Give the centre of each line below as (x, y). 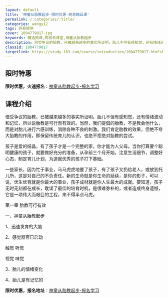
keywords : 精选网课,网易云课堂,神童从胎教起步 (48, 38)
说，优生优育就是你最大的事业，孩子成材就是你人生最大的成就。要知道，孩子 (84, 182)
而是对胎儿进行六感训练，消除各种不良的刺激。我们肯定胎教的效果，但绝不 (82, 129)
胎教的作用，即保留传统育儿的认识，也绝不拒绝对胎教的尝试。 (73, 135)
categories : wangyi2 (27, 24)
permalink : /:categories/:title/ (40, 19)
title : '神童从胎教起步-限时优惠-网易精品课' (47, 15)
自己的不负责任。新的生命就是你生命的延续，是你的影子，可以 (95, 176)
